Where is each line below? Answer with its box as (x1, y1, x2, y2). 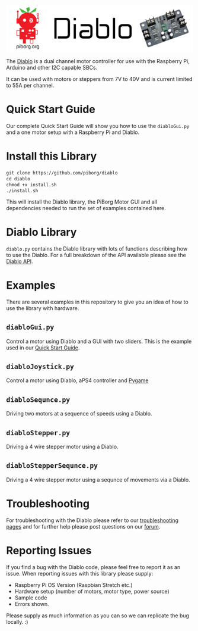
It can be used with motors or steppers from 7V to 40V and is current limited (6, 76, 193, 82)
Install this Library (6, 149, 97, 163)
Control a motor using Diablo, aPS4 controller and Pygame (6, 377, 149, 384)
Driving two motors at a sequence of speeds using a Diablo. (6, 410, 152, 417)
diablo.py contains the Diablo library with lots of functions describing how (6, 245, 188, 252)
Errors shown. (14, 600, 49, 607)
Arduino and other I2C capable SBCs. (6, 64, 98, 71)
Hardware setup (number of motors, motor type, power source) (14, 588, 170, 595)
